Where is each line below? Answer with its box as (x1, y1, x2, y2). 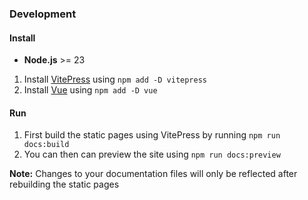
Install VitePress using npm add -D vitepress (23, 73, 208, 86)
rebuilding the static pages (9, 178, 120, 191)
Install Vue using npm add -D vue (23, 84, 158, 96)
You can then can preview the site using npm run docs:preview (23, 148, 281, 161)
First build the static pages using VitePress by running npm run (23, 129, 281, 141)
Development (9, 7, 77, 21)
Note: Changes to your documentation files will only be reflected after (9, 168, 298, 180)
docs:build (23, 140, 70, 150)
